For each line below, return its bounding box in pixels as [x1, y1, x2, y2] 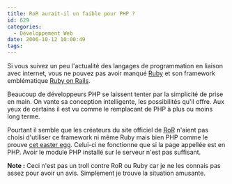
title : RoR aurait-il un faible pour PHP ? [7, 10, 136, 17]
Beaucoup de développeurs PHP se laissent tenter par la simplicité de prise [7, 90, 224, 98]
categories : [7, 23, 42, 30]
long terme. [7, 112, 40, 121]
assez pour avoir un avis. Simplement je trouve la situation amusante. [7, 169, 206, 177]
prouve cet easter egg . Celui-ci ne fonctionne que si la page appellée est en [7, 141, 226, 148]
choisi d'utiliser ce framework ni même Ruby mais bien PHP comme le [7, 133, 208, 141]
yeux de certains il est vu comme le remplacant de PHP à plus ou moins [7, 105, 213, 113]
